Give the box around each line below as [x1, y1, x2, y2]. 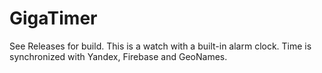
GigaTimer [9, 7, 98, 30]
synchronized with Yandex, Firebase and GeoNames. [9, 50, 228, 62]
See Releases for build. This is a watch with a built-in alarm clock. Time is [9, 40, 312, 52]
